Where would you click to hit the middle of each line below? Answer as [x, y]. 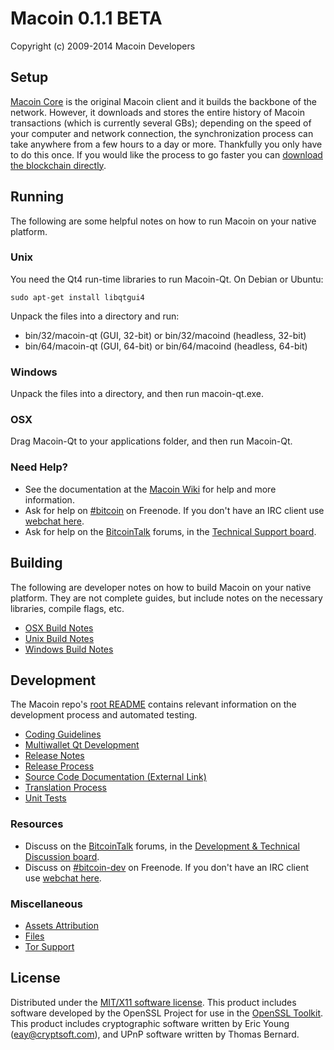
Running [37, 197]
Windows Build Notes [69, 649]
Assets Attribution [61, 925]
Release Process [59, 766]
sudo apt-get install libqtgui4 [77, 297]
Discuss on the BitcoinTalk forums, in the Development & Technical [162, 846]
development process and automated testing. [104, 715]
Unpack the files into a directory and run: [95, 316]
